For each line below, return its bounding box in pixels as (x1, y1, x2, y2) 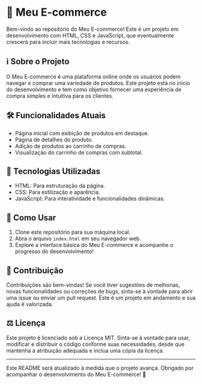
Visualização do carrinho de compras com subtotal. (14, 149, 143, 156)
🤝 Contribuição (6, 265, 64, 275)
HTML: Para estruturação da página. (14, 182, 105, 190)
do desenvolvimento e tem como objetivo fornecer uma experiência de (6, 86, 182, 93)
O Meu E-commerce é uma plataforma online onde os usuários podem (6, 72, 181, 80)
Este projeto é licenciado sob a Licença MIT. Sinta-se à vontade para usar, (6, 334, 191, 341)
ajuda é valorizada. (6, 301, 54, 307)
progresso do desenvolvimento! (14, 248, 94, 255)
